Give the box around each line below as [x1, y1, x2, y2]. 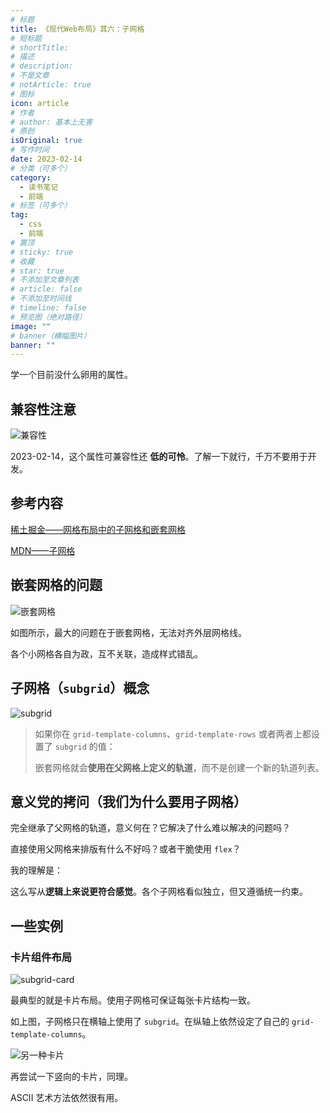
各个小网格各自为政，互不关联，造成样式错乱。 [10, 647, 203, 660]
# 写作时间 [10, 145, 50, 155]
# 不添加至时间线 [10, 294, 72, 304]
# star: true [10, 266, 65, 276]
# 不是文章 [10, 71, 50, 81]
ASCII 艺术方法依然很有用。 [10, 1092, 124, 1103]
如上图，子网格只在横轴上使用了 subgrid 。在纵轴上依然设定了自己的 [10, 1016, 290, 1027]
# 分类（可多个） [10, 163, 72, 173]
